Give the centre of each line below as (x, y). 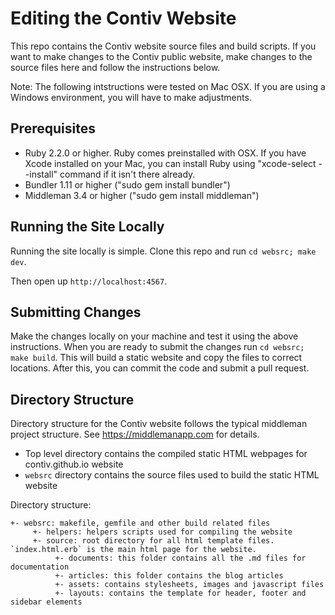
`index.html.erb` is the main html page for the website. (133, 550)
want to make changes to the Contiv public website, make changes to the (161, 56)
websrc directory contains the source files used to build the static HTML (172, 475)
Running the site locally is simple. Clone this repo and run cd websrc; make (163, 251)
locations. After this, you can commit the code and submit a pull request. (160, 368)
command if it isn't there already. (127, 174)
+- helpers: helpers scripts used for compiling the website (162, 532)
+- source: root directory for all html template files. (153, 541)
